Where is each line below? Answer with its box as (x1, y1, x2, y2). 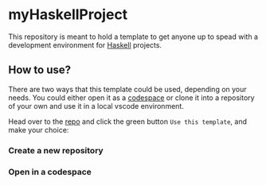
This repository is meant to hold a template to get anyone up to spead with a (8, 32, 259, 41)
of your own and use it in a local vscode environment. (8, 101, 185, 110)
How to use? (8, 64, 72, 77)
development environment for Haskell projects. (8, 40, 162, 49)
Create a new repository (8, 145, 104, 156)
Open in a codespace (8, 166, 92, 177)
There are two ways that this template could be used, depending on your (8, 84, 247, 94)
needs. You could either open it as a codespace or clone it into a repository (8, 93, 255, 102)
